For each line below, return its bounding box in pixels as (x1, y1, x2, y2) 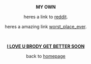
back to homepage (26, 53, 66, 59)
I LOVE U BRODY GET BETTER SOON (7, 43, 85, 49)
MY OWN (36, 4, 56, 10)
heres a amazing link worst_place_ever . (5, 24, 87, 29)
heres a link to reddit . (23, 14, 68, 20)
